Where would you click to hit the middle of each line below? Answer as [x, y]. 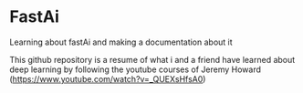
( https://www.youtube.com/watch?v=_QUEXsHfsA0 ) [108, 78]
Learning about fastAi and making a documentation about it [121, 42]
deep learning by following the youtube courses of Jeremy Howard [136, 69]
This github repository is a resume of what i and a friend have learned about [152, 59]
